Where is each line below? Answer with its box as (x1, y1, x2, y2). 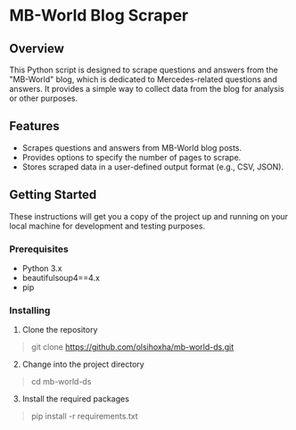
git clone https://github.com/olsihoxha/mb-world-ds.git (30, 342, 234, 352)
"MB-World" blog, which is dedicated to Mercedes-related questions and (9, 74, 278, 85)
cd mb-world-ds (30, 376, 92, 387)
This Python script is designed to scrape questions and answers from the (9, 64, 278, 75)
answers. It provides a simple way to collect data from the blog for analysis (9, 84, 284, 94)
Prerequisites (9, 243, 69, 255)
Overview (9, 41, 65, 56)
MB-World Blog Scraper (9, 5, 189, 26)
